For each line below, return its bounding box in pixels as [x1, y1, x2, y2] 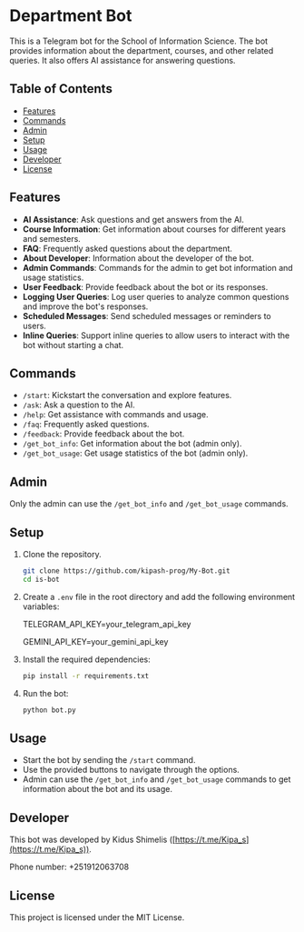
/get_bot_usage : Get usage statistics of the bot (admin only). [22, 447, 249, 459]
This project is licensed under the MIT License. [9, 911, 185, 923]
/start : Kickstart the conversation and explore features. [22, 390, 232, 401]
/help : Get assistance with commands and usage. [22, 409, 209, 420]
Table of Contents [9, 81, 113, 96]
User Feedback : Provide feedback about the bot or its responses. [22, 281, 269, 292]
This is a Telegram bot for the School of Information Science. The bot [9, 35, 269, 46]
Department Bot [9, 5, 132, 26]
